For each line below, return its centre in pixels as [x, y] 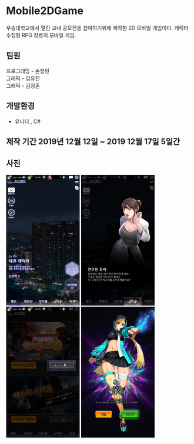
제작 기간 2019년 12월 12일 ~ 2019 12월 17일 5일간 [93, 142]
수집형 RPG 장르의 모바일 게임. [41, 35]
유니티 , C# [28, 121]
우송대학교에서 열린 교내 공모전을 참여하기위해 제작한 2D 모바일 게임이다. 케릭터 [98, 28]
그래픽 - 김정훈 [23, 85]
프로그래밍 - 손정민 [28, 71]
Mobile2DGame [45, 11]
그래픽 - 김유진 [23, 78]
